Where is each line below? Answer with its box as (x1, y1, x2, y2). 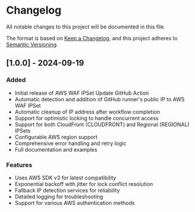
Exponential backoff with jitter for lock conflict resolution (14, 180, 153, 187)
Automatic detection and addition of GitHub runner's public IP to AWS (14, 95, 185, 102)
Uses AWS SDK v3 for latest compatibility (14, 174, 117, 181)
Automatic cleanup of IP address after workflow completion (14, 108, 160, 115)
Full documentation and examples (14, 146, 98, 153)
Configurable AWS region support (14, 133, 98, 140)
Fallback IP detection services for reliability (14, 187, 120, 194)
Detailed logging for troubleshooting (14, 193, 104, 200)
